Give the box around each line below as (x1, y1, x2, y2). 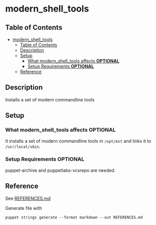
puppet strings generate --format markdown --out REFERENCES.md (5, 215, 143, 220)
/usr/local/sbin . (5, 143, 41, 149)
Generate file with (5, 205, 42, 211)
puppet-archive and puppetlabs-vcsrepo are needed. (5, 167, 116, 173)
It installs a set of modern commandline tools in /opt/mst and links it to (5, 138, 151, 144)
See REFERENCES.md (5, 195, 51, 201)
